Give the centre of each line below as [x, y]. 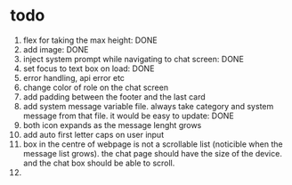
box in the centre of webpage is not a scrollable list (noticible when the [153, 144]
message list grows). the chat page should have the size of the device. [153, 153]
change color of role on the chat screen [95, 87]
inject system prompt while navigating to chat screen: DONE [133, 59]
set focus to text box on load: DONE [89, 68]
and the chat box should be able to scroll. [99, 163]
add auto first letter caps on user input [93, 134]
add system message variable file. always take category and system [148, 106]
